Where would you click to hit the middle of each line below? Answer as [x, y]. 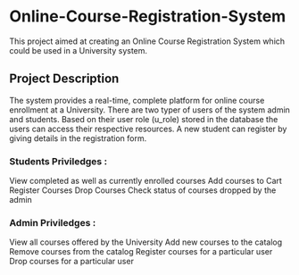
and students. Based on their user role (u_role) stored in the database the [144, 119]
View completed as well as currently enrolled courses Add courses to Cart [146, 181]
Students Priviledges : [58, 161]
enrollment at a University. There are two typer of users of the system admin [149, 110]
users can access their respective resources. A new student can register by [148, 129]
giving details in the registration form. [78, 138]
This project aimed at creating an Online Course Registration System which [147, 41]
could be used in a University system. [79, 50]
